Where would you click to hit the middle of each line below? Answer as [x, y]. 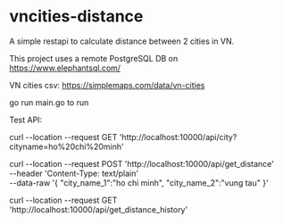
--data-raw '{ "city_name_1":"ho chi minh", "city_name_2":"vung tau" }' [139, 183]
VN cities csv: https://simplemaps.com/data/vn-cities [107, 85]
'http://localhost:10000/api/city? [178, 137]
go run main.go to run [49, 102]
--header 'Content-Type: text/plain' [74, 173]
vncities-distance [76, 17]
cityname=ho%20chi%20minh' [67, 146]
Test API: [26, 120]
